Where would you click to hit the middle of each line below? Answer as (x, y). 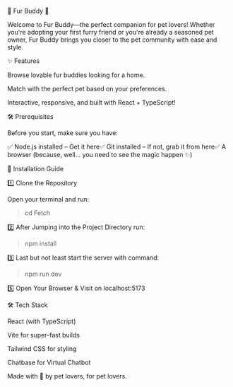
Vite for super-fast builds (43, 335)
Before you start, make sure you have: (63, 133)
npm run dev (43, 274)
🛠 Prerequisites (31, 116)
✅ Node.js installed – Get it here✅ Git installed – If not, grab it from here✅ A (117, 146)
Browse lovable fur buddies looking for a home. (76, 75)
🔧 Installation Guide (36, 169)
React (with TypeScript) (42, 321)
